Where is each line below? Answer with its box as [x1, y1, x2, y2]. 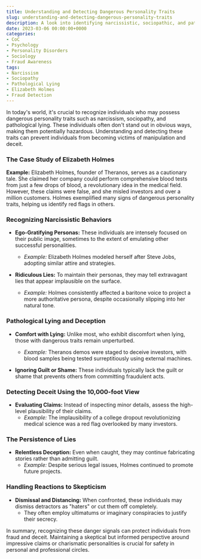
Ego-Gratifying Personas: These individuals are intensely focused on [14, 229, 187, 236]
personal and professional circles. [6, 546, 90, 553]
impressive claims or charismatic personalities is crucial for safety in [6, 539, 175, 547]
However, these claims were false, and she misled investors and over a [6, 188, 181, 195]
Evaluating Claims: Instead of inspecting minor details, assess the [14, 401, 179, 408]
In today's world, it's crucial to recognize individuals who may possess [6, 108, 181, 115]
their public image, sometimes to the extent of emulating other [14, 236, 169, 243]
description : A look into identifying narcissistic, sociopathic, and [6, 20, 186, 26]
